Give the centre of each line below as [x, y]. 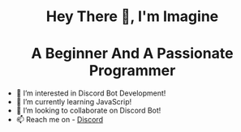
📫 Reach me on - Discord [60, 120]
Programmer [132, 71]
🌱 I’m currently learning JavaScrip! [74, 102]
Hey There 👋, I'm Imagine [132, 17]
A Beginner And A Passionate [132, 54]
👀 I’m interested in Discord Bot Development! [91, 93]
